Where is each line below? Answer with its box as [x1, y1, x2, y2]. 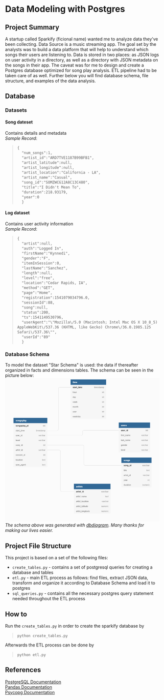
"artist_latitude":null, [22, 160, 72, 165]
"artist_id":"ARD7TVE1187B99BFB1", [22, 155, 94, 160]
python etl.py [17, 652, 46, 657]
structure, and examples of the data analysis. [5, 78, 96, 84]
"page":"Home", [22, 290, 53, 295]
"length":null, [22, 271, 53, 275]
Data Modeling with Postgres [5, 3, 125, 15]
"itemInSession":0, [22, 261, 61, 266]
